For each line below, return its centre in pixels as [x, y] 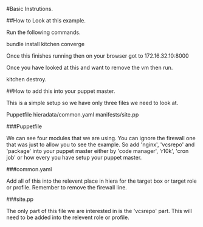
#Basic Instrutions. [30, 9]
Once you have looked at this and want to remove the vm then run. [90, 67]
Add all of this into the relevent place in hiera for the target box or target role [102, 181]
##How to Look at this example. [46, 20]
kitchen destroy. [26, 79]
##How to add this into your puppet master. [61, 91]
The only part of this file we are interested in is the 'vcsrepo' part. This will [99, 211]
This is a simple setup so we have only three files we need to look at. [92, 103]
